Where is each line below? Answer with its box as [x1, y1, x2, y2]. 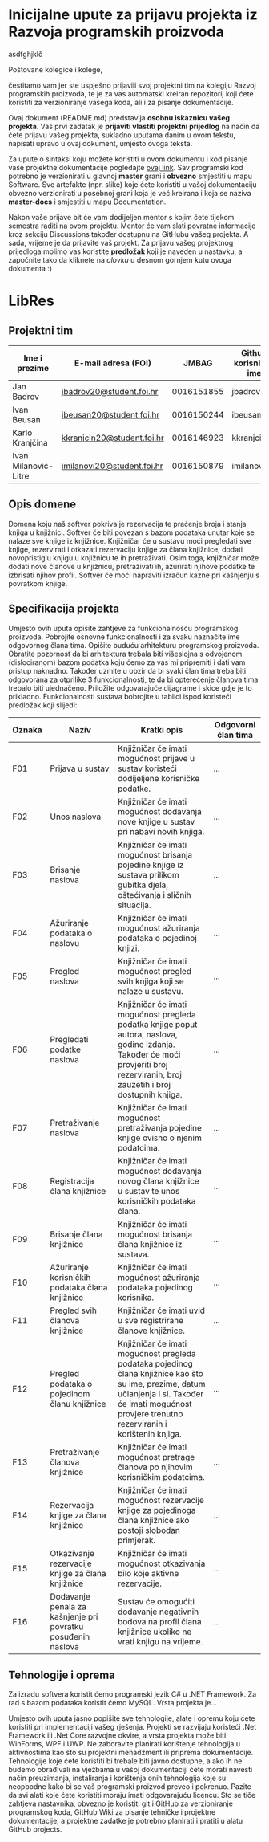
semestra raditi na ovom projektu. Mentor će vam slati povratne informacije [8, 221, 256, 230]
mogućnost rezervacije [117, 1494, 204, 1506]
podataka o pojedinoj [117, 932, 198, 943]
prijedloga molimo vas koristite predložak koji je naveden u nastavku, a [8, 247, 243, 256]
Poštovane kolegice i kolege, [8, 64, 103, 74]
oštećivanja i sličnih [117, 889, 191, 900]
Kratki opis [140, 724, 183, 736]
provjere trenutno [117, 1408, 183, 1419]
